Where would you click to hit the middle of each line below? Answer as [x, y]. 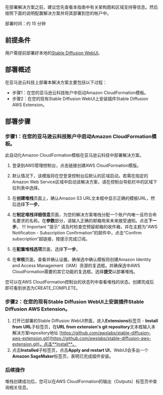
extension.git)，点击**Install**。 [44, 344]
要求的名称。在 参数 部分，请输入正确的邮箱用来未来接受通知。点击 [82, 221]
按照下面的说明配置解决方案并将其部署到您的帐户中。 [58, 13]
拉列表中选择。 [27, 188]
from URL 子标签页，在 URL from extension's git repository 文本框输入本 [84, 327]
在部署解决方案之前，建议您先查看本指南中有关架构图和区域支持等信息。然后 [81, 7]
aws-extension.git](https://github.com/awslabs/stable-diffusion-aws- [81, 338]
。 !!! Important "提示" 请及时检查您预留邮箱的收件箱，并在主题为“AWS [87, 227]
